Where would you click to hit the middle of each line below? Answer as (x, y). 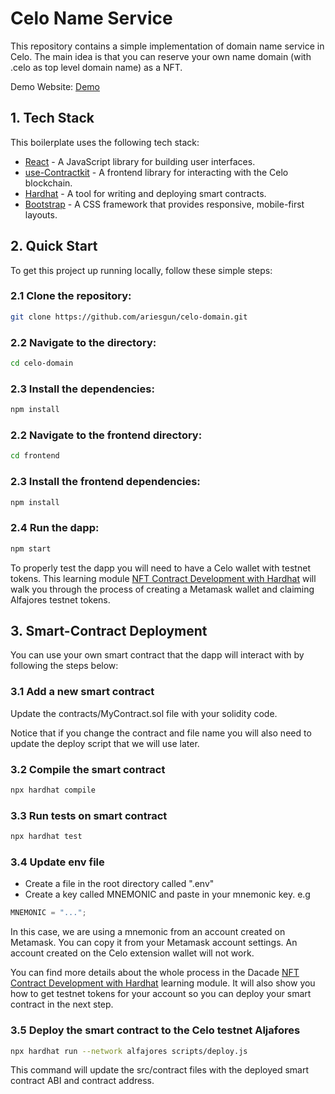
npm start (31, 548)
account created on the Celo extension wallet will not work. (132, 953)
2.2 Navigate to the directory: (83, 342)
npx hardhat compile (53, 790)
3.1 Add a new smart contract (82, 692)
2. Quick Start (54, 246)
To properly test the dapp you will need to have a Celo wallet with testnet (160, 568)
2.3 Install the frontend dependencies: (105, 482)
